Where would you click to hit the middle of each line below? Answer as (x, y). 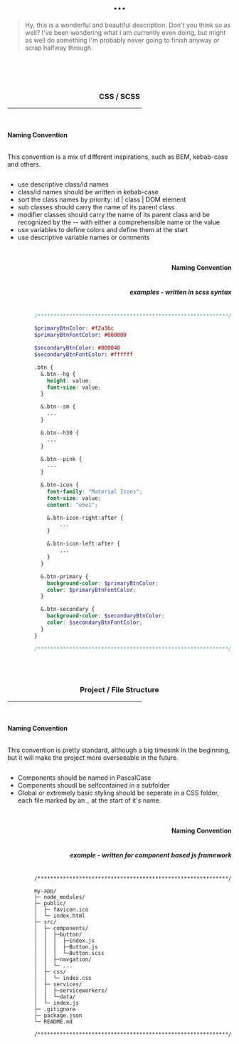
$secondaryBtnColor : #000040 (78, 348)
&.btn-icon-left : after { (84, 544)
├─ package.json (58, 1016)
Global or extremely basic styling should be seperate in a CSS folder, (118, 793)
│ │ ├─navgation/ (63, 960)
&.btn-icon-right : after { (85, 518)
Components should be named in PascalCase (84, 778)
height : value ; (69, 381)
